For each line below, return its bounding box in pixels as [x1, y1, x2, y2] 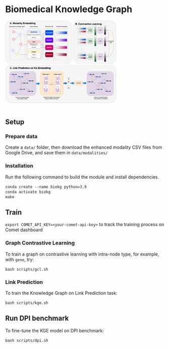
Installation [5, 162, 34, 169]
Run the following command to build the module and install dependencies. [5, 173, 159, 180]
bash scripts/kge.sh [5, 300, 49, 306]
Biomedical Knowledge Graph [5, 4, 133, 15]
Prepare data [5, 133, 38, 140]
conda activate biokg [5, 189, 51, 194]
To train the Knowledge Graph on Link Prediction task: [5, 290, 118, 296]
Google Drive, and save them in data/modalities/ [5, 150, 108, 156]
